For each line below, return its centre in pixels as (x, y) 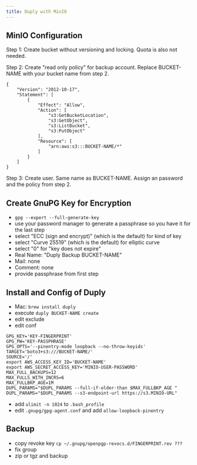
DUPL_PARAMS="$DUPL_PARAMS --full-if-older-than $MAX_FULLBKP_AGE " (92, 388)
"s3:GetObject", (68, 121)
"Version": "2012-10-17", (49, 90)
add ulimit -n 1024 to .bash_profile (59, 404)
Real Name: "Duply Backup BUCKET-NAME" (68, 255)
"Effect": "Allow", (61, 105)
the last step (30, 230)
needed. (16, 56)
